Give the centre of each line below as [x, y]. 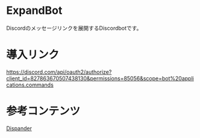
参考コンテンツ [43, 111]
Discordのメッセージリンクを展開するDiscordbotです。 [74, 28]
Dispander [19, 128]
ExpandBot [34, 11]
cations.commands [30, 85]
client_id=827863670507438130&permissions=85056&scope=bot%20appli [100, 78]
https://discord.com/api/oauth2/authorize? [59, 72]
